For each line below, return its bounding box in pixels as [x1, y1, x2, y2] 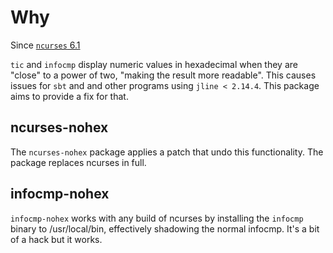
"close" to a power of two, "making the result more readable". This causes [10, 69, 317, 81]
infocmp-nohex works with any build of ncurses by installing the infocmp [10, 212, 304, 224]
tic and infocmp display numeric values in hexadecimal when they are [10, 58, 298, 70]
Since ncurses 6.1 [10, 39, 81, 51]
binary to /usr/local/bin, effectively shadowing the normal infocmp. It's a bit [10, 222, 320, 235]
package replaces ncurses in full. [10, 156, 147, 168]
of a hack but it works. [10, 233, 103, 245]
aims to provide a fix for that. [10, 90, 129, 102]
